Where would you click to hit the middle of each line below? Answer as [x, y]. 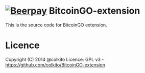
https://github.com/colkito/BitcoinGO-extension [55, 65]
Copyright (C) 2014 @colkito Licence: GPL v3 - [55, 59]
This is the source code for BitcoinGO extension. [56, 25]
